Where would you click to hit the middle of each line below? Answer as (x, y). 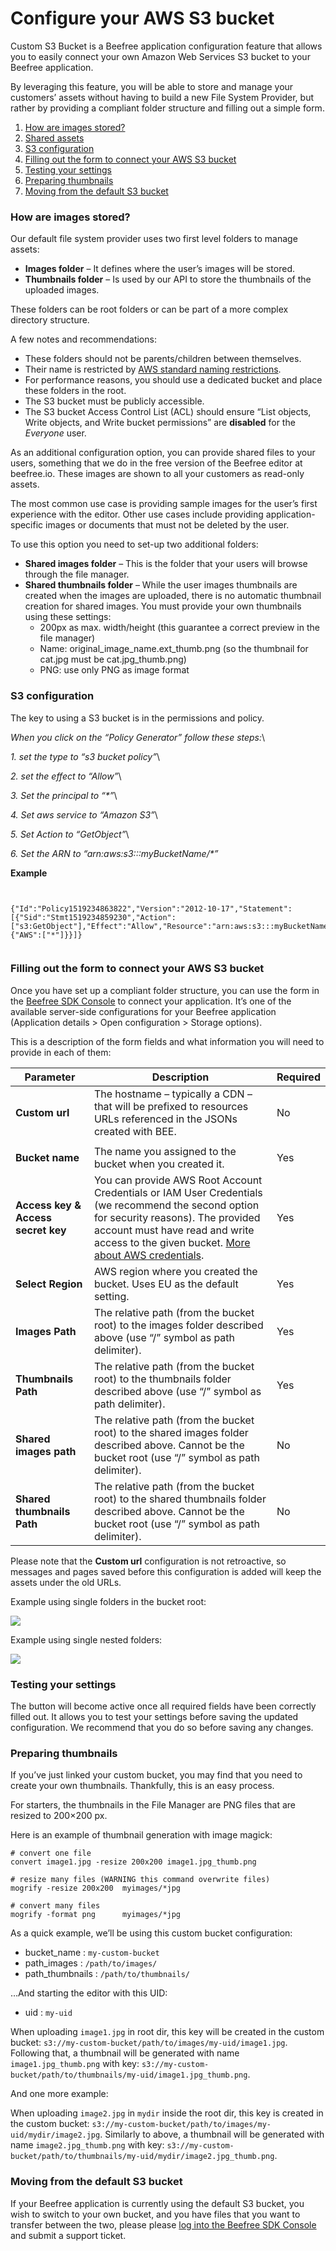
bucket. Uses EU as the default (166, 1284)
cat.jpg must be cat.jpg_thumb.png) (113, 659)
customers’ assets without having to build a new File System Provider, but (162, 97)
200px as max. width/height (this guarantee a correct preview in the (179, 628)
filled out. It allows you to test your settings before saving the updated (154, 1717)
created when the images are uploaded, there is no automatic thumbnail (173, 596)
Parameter (50, 1077)
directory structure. (50, 320)
